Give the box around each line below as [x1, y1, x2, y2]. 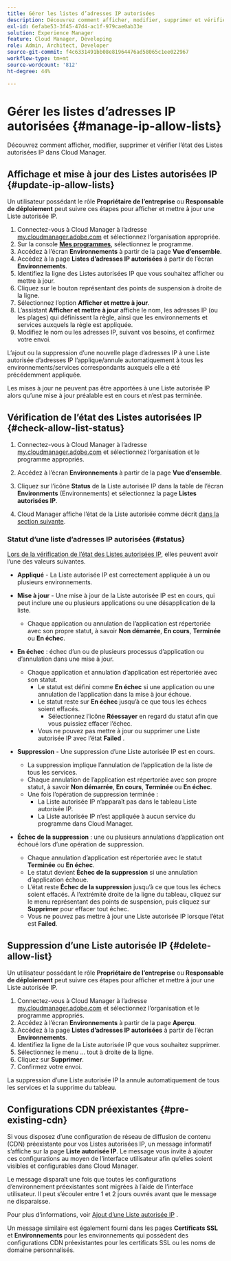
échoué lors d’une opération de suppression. [16, 840, 144, 848]
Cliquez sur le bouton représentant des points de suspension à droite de [16, 284, 222, 292]
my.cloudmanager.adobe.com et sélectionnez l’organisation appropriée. [16, 232, 221, 241]
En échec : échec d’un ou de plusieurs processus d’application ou [16, 648, 204, 656]
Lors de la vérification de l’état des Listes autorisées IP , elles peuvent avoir [7, 550, 219, 559]
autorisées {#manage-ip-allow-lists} [7, 118, 222, 134]
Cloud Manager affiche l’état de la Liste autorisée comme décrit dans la [16, 510, 219, 518]
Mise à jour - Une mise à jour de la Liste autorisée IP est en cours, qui [16, 591, 215, 600]
